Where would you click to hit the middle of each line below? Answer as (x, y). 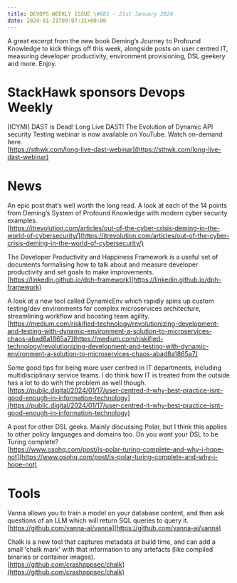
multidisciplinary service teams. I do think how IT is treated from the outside (118, 375)
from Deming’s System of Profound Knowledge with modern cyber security (117, 213)
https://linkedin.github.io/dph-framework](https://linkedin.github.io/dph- (116, 280)
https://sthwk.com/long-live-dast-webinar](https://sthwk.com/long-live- (116, 149)
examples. (22, 220)
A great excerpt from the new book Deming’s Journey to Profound (104, 41)
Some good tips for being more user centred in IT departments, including (115, 368)
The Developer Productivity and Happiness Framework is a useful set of (113, 257)
